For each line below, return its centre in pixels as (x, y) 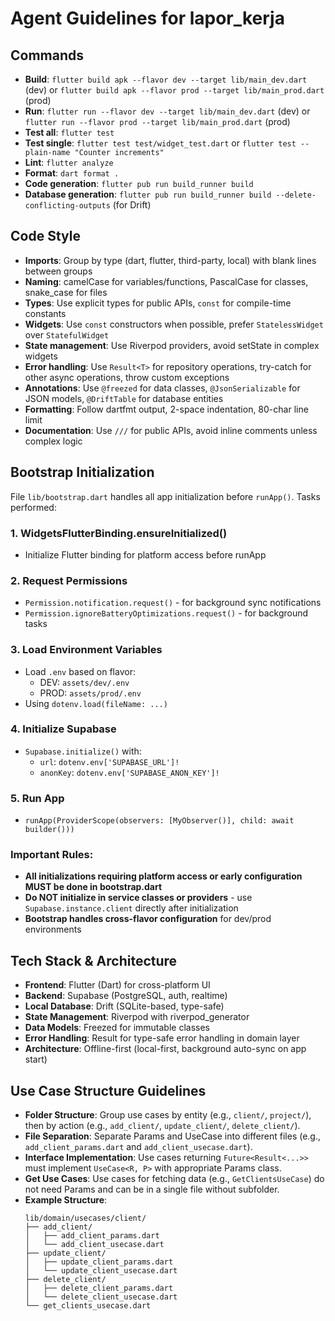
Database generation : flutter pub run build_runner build (148, 194)
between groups (58, 271)
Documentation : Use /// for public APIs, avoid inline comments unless (171, 430)
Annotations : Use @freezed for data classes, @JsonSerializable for (162, 388)
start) (36, 1059)
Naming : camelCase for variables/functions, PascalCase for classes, (166, 281)
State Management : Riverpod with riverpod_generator (137, 1017)
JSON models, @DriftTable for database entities (124, 398)
